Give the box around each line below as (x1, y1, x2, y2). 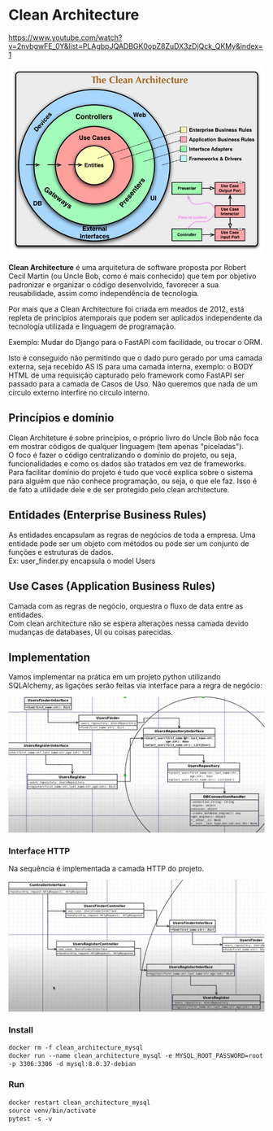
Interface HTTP (8, 845, 71, 856)
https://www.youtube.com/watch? (8, 33, 123, 42)
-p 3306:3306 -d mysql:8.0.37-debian (8, 1060, 136, 1068)
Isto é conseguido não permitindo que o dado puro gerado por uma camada (8, 353, 262, 363)
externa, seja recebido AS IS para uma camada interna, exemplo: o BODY (8, 362, 253, 372)
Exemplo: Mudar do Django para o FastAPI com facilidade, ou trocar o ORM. (8, 338, 262, 347)
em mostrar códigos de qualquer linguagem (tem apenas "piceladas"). (8, 441, 245, 451)
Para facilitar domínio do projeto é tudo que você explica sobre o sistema (8, 467, 253, 477)
